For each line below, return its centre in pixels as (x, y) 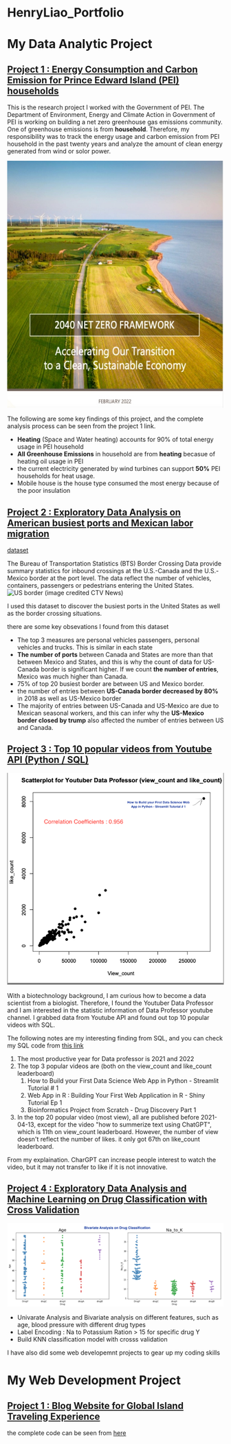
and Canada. (35, 728)
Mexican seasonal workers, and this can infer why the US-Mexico (110, 713)
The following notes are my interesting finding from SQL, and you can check (115, 1038)
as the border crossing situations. (55, 614)
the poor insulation (44, 491)
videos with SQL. (31, 1025)
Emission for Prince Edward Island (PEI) (93, 80)
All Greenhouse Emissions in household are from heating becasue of (116, 454)
